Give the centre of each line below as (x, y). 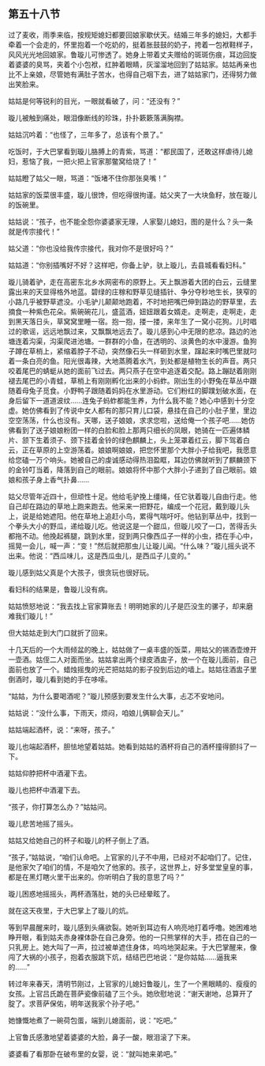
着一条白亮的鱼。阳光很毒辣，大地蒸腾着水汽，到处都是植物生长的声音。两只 (132, 361)
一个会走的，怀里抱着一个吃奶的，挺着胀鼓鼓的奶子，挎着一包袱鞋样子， (139, 44)
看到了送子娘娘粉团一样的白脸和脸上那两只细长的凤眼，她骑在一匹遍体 (129, 430)
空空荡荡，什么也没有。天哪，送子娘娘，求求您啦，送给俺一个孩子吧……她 (128, 420)
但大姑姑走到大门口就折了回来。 (60, 633)
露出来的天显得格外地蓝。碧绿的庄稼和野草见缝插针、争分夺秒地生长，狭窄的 (132, 292)
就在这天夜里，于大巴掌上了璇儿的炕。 (70, 910)
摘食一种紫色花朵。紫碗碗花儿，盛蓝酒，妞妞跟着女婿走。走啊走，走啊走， (129, 312)
